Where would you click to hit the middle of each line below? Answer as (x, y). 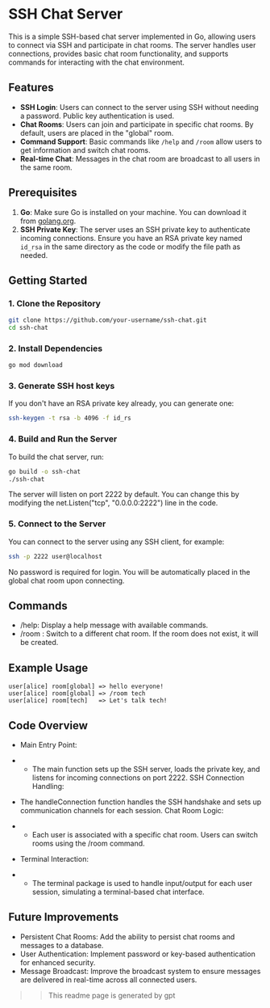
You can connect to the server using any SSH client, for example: (116, 542)
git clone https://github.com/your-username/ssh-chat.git (108, 320)
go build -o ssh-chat (45, 471)
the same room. (46, 167)
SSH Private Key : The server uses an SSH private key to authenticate (135, 229)
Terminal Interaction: (54, 859)
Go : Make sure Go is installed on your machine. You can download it (133, 212)
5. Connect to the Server (57, 524)
